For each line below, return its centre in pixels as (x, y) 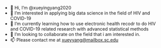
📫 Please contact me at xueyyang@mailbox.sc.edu (64, 40)
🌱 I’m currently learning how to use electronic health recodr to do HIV (83, 23)
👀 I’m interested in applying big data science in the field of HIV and (80, 13)
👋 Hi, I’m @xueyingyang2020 (41, 8)
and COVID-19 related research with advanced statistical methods (79, 29)
